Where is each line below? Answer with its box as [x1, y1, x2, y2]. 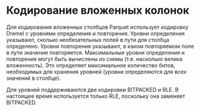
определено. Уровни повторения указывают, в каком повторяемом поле [6, 43, 195, 50]
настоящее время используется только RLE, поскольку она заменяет [6, 92, 186, 100]
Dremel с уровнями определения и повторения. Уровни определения [6, 29, 185, 37]
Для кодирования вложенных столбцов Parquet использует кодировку [6, 23, 189, 31]
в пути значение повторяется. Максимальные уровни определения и [6, 49, 185, 56]
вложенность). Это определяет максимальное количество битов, [6, 61, 176, 69]
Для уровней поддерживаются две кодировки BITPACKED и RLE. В [6, 86, 179, 93]
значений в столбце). [6, 74, 61, 82]
